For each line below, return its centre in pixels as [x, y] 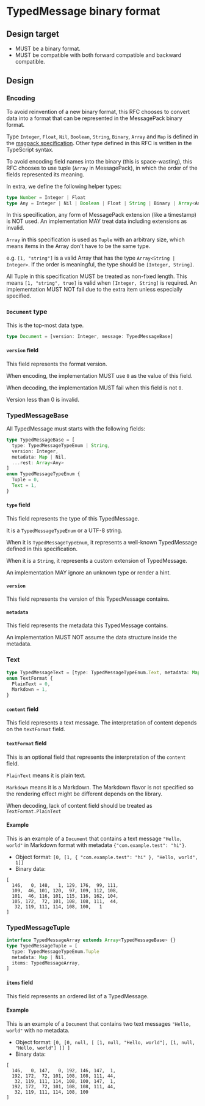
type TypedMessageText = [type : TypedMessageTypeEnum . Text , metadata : [98, 672]
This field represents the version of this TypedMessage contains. [88, 599]
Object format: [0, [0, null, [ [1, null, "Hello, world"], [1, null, [105, 1042]
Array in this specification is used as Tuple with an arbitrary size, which [95, 239]
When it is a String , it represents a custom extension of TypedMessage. [97, 561]
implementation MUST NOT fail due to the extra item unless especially [95, 290]
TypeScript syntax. [30, 149]
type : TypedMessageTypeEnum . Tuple [56, 951]
